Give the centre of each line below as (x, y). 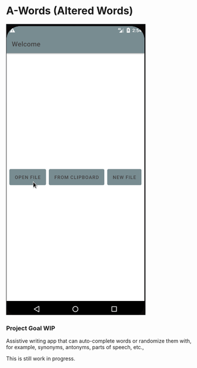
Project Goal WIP (31, 328)
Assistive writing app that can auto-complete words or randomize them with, (99, 341)
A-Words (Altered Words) (70, 11)
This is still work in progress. (41, 359)
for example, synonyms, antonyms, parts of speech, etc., (75, 347)
